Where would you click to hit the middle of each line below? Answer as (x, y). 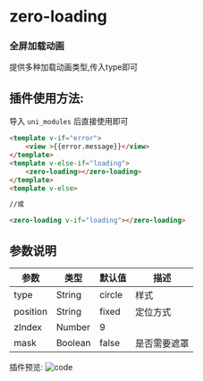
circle (111, 294)
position (30, 311)
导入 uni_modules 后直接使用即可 (69, 122)
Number (73, 326)
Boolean (73, 343)
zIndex (28, 326)
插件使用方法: (47, 98)
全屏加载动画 (37, 47)
